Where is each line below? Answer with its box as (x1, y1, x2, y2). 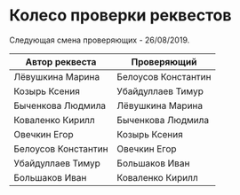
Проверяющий (131, 55, 197, 67)
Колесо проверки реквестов (9, 5, 232, 26)
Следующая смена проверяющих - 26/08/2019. (9, 35, 190, 45)
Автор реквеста (25, 55, 97, 67)
